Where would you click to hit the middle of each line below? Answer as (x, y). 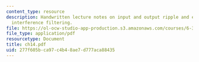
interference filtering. (42, 22)
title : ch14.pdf (26, 45)
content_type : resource (36, 12)
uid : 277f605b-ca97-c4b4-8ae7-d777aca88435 (61, 50)
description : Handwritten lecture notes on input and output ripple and (98, 17)
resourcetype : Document (36, 39)
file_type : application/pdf (41, 34)
